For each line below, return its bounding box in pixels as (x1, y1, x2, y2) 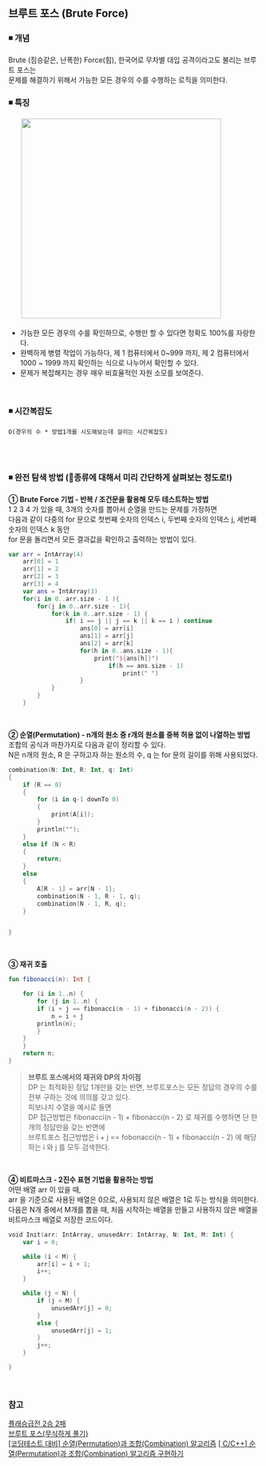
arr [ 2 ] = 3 (22, 573, 59, 581)
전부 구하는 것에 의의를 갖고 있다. (27, 1092, 130, 1101)
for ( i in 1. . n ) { (22, 990, 84, 998)
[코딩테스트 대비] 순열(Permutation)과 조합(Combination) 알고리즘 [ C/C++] (8, 1439, 248, 1448)
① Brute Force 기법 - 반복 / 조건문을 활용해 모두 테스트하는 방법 (8, 494, 209, 504)
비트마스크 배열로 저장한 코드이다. (8, 1214, 113, 1224)
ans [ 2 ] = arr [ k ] (79, 640, 134, 648)
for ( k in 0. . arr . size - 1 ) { (50, 609, 149, 617)
